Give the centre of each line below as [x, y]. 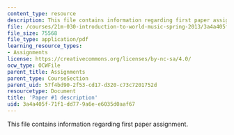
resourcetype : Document [42, 91]
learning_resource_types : [45, 46]
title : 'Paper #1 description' [53, 98]
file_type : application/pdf [48, 40]
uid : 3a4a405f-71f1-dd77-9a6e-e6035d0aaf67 [71, 104]
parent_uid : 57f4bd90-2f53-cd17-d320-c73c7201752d [82, 85]
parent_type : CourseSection [48, 78]
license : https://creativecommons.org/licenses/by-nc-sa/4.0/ [99, 59]
